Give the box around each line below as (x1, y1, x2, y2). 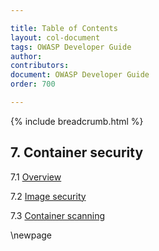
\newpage (10, 229, 53, 241)
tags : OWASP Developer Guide (10, 42, 132, 52)
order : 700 (10, 79, 56, 90)
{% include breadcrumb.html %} (10, 115, 144, 127)
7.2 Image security (10, 190, 87, 202)
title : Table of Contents (10, 23, 118, 33)
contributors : (10, 61, 70, 71)
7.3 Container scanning (10, 209, 106, 221)
